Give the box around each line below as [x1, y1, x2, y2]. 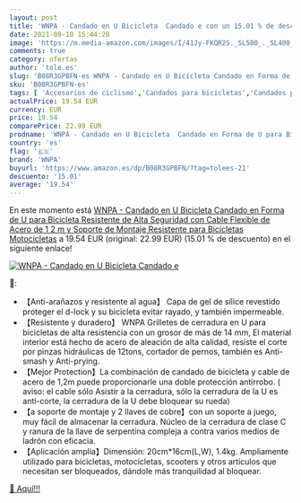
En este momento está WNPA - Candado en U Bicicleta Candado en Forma [9, 205, 285, 216]
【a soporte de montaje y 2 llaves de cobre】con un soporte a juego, [21, 406, 278, 418]
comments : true [9, 47, 66, 56]
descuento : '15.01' [9, 172, 82, 181]
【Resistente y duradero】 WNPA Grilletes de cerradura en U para [21, 317, 267, 328]
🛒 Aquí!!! [9, 483, 41, 494]
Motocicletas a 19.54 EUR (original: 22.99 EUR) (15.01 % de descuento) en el [9, 234, 291, 244]
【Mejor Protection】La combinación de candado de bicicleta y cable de [21, 366, 290, 377]
